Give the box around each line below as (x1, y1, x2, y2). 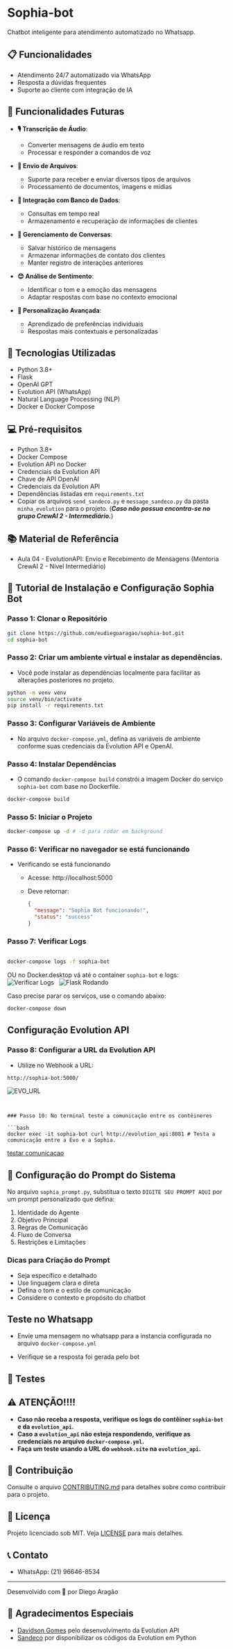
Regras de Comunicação (17, 1223, 88, 1231)
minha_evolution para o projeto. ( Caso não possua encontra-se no (17, 504, 211, 513)
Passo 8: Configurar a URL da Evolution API (7, 1045, 156, 1055)
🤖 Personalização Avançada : (17, 306, 102, 314)
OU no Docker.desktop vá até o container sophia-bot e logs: (7, 971, 179, 979)
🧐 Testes (7, 1372, 46, 1384)
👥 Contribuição (7, 1464, 74, 1476)
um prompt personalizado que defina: (7, 1195, 115, 1204)
